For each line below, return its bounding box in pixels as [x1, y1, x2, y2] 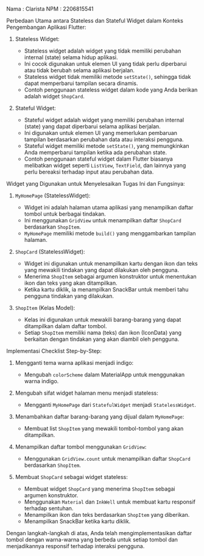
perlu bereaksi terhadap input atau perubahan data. [24, 168, 154, 175]
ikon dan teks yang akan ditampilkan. [24, 279, 118, 287]
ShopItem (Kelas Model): [15, 304, 76, 311]
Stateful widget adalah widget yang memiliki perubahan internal [24, 116, 185, 123]
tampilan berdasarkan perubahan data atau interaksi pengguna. [24, 136, 184, 143]
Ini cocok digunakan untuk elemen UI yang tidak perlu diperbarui [24, 60, 187, 67]
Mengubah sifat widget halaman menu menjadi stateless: [15, 389, 158, 397]
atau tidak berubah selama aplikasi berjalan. [24, 67, 135, 74]
